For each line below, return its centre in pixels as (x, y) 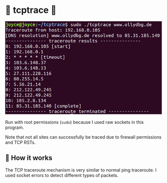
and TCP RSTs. (20, 142)
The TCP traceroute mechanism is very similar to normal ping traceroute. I (81, 170)
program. (15, 127)
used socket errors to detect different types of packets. (62, 175)
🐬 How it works (29, 158)
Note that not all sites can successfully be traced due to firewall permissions (83, 137)
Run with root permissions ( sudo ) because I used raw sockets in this (75, 122)
